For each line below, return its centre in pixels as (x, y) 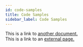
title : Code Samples (27, 15)
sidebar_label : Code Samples (36, 19)
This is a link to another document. (41, 34)
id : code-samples (24, 10)
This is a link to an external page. (40, 39)
